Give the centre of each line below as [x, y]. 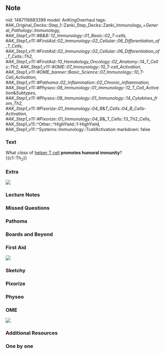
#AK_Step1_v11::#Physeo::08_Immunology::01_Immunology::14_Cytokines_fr [82, 98]
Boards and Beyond [29, 234]
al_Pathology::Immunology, [33, 30]
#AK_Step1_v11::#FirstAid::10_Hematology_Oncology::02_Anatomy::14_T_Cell [82, 61]
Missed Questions [28, 208]
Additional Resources [32, 333]
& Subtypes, [25, 93]
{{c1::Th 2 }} [16, 158]
